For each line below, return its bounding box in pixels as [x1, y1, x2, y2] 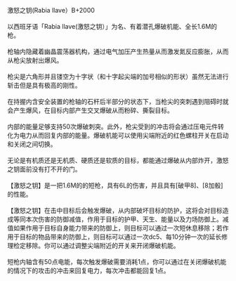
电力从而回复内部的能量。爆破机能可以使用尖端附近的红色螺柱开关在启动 [19, 131, 229, 139]
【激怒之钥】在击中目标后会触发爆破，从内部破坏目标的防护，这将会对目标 [7, 207, 223, 214]
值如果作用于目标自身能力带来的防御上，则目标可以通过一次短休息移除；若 [7, 224, 223, 232]
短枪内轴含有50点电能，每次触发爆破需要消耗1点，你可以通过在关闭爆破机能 [7, 258, 227, 266]
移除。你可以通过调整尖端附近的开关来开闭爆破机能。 [25, 242, 180, 249]
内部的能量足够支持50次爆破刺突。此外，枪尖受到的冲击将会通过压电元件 [7, 122, 218, 131]
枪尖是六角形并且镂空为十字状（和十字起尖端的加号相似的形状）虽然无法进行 [7, 72, 229, 81]
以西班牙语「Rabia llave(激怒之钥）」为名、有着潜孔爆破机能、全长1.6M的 [7, 22, 218, 30]
